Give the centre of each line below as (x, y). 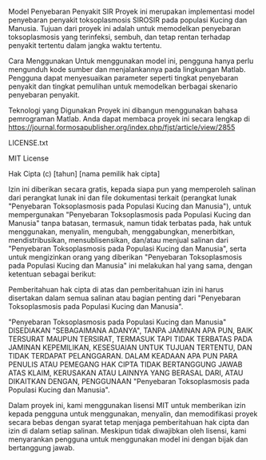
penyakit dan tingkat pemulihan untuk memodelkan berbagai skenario (123, 86)
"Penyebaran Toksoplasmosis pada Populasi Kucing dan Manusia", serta (127, 248)
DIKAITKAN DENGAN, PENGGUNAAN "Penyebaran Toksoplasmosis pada (129, 381)
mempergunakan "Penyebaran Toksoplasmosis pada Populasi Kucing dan (130, 214)
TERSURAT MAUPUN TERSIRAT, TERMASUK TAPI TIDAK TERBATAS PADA (131, 339)
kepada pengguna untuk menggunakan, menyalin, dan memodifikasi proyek (133, 414)
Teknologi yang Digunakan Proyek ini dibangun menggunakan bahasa (123, 110)
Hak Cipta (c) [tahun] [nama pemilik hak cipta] (84, 174)
